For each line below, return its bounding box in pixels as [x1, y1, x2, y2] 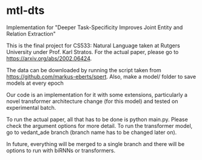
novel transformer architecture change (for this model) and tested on [6, 98, 178, 105]
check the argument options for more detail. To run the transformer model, [6, 122, 193, 129]
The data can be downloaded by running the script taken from [6, 66, 162, 73]
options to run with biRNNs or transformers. [6, 147, 116, 154]
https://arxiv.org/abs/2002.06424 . [6, 55, 92, 62]
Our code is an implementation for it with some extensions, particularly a [6, 91, 188, 98]
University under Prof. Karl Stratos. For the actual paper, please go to [6, 48, 179, 55]
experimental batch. [6, 104, 56, 111]
